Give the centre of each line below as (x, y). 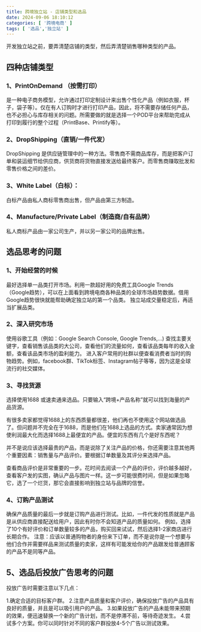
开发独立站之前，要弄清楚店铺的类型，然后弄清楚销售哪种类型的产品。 (93, 46)
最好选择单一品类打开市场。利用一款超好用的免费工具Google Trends (90, 284)
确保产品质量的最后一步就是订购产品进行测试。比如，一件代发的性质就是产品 (100, 514)
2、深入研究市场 (30, 324)
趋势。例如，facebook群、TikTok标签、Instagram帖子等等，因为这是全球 (101, 361)
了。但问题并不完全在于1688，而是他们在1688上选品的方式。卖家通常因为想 (99, 427)
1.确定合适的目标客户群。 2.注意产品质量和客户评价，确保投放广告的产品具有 (100, 601)
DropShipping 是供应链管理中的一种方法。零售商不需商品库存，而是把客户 (97, 154)
